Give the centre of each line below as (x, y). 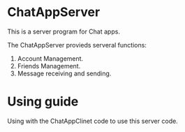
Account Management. (50, 58)
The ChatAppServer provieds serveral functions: (77, 45)
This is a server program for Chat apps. (64, 31)
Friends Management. (49, 66)
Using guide (43, 102)
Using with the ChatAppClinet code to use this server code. (92, 121)
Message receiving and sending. (64, 73)
